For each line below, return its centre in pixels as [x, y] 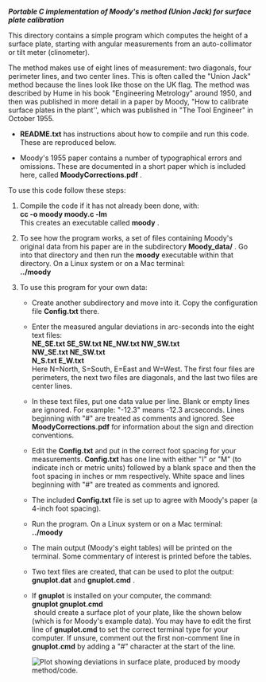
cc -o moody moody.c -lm [63, 214]
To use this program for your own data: [83, 287]
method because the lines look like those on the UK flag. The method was [129, 84]
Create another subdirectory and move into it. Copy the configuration [145, 303]
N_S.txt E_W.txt [58, 361]
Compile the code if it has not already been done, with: [110, 206]
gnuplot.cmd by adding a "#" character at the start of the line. [133, 646]
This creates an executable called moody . [90, 223]
